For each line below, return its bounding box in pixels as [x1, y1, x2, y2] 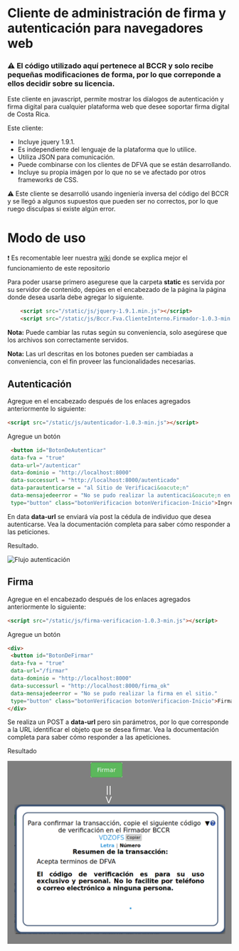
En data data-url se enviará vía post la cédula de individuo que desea [7, 512, 211, 520]
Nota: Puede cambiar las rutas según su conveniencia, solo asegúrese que [7, 328, 228, 337]
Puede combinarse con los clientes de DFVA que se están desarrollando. [17, 161, 232, 169]
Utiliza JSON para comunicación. [17, 153, 115, 161]
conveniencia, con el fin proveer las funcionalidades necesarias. [7, 357, 196, 366]
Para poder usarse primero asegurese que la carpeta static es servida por [7, 278, 225, 286]
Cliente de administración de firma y [7, 5, 226, 21]
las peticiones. [7, 527, 50, 536]
